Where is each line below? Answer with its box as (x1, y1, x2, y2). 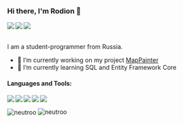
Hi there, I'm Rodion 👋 (7, 6, 81, 16)
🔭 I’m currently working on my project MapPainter (17, 56, 159, 64)
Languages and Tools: (7, 79, 73, 87)
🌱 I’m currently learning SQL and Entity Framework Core (17, 64, 177, 72)
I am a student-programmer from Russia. (7, 43, 123, 51)
